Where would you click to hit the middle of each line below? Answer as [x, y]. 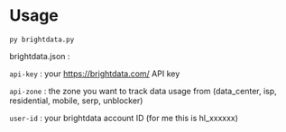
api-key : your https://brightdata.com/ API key [95, 74]
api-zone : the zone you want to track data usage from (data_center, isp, [143, 91]
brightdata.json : [40, 56]
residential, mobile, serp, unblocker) [76, 101]
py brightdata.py [42, 40]
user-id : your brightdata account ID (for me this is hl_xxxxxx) [124, 118]
